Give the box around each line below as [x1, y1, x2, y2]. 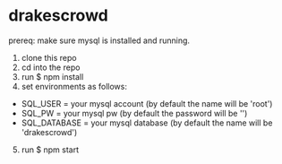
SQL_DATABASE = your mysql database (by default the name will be [21, 117, 273, 128]
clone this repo [21, 52, 77, 63]
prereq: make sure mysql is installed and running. [8, 35, 190, 46]
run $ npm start [21, 144, 80, 155]
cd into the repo [21, 62, 81, 73]
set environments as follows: [21, 81, 127, 91]
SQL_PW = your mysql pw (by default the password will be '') [21, 108, 248, 118]
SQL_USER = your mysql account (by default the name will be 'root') [21, 98, 273, 108]
